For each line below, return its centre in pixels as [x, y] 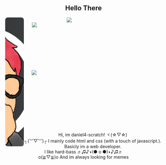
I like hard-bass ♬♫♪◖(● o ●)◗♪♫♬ [83, 152]
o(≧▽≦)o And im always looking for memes [83, 157]
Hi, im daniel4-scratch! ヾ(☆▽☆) [93, 135]
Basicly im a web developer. [93, 146]
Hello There [83, 8]
